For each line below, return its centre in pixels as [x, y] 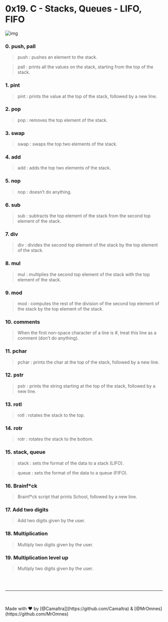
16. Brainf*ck [21, 486]
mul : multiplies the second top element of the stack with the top [83, 274]
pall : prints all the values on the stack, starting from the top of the [85, 67]
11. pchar [16, 351]
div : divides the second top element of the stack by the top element [88, 245]
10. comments [22, 322]
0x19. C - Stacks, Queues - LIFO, [73, 9]
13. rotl [13, 404]
